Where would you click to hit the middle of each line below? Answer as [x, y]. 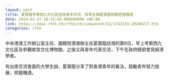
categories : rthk [23, 28]
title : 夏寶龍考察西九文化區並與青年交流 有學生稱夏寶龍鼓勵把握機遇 [69, 14]
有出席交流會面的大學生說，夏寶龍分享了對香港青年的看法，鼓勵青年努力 [80, 66]
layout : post [19, 10]
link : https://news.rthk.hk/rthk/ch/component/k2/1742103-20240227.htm [82, 24]
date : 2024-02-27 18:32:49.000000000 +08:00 [53, 19]
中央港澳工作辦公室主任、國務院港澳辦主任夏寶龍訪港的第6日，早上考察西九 [84, 43]
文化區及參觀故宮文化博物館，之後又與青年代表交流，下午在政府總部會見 [80, 49]
